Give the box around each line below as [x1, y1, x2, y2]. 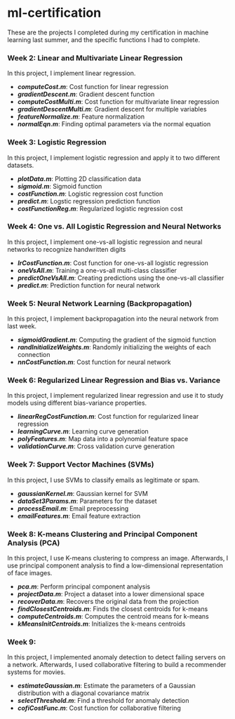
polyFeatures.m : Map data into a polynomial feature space [17, 435, 189, 443]
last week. [7, 322, 37, 330]
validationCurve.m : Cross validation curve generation [17, 442, 175, 450]
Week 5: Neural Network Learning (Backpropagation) [7, 298, 192, 308]
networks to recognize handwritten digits [7, 245, 126, 253]
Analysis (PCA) [7, 538, 60, 548]
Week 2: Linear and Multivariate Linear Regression [7, 53, 183, 62]
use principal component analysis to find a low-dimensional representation [7, 561, 223, 570]
